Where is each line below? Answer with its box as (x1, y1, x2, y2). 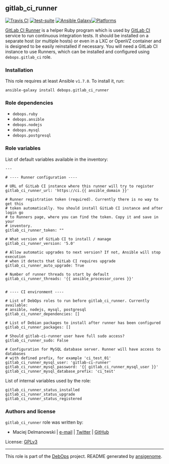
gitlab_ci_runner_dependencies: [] (5, 311, 80, 316)
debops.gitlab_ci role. (5, 54, 52, 60)
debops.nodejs (12, 122, 42, 127)
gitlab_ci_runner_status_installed (5, 387, 80, 392)
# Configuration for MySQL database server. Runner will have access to (5, 347, 161, 352)
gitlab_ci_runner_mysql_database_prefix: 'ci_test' (5, 369, 116, 374)
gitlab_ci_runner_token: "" (5, 228, 64, 233)
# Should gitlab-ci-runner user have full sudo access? (5, 334, 125, 339)
